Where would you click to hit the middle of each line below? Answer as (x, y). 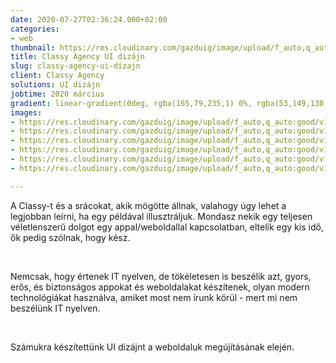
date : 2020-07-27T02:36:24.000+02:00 (89, 19)
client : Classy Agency (57, 76)
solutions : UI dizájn (55, 85)
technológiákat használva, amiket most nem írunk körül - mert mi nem (154, 297)
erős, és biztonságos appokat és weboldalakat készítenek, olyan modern (160, 287)
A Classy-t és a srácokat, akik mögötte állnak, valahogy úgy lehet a (148, 205)
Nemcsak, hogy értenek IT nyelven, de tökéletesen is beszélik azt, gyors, (161, 276)
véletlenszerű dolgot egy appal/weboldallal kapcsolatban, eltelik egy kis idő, (167, 227)
